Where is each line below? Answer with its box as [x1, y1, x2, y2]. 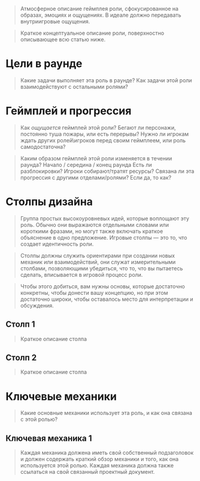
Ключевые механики [5, 390, 117, 403]
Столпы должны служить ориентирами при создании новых [20, 252, 175, 259]
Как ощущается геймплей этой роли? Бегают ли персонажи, [20, 124, 176, 131]
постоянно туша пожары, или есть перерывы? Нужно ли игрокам [20, 130, 189, 138]
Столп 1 [5, 319, 35, 330]
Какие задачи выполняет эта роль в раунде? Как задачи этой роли [20, 76, 192, 83]
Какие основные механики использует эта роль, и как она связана [20, 410, 193, 417]
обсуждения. [20, 301, 54, 309]
